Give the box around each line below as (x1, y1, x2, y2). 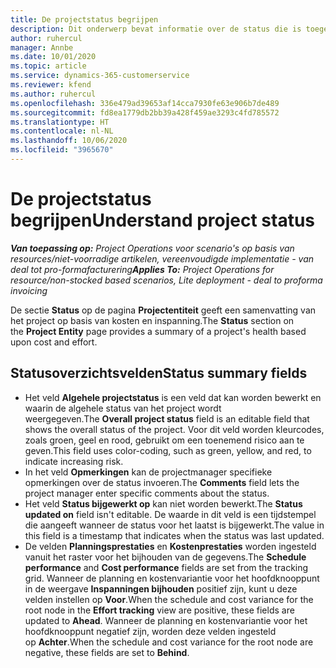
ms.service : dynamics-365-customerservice (10, 71, 190, 81)
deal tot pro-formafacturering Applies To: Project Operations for (10, 263, 275, 275)
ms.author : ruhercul (10, 89, 97, 99)
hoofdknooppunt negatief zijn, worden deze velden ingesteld (24, 625, 277, 637)
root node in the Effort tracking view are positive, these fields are (24, 604, 295, 616)
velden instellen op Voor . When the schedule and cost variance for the (24, 593, 314, 605)
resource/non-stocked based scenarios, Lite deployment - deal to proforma (10, 274, 323, 286)
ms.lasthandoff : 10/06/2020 (10, 136, 128, 146)
